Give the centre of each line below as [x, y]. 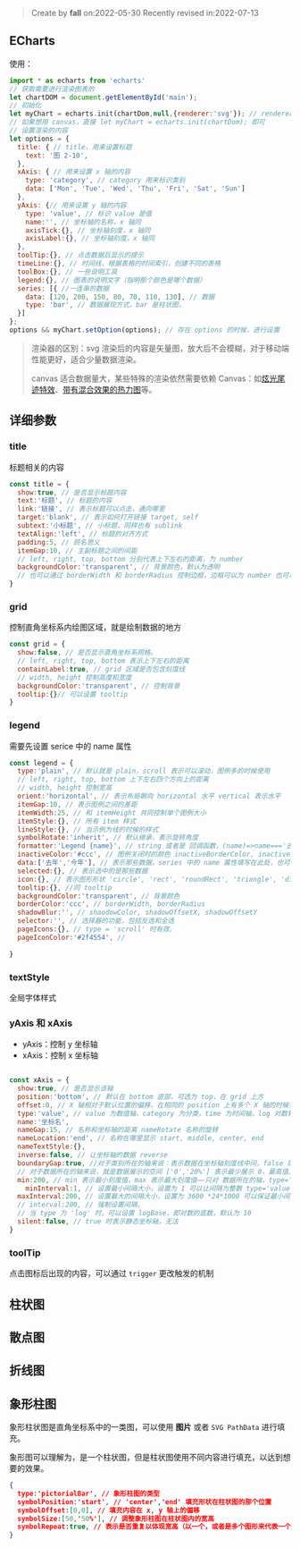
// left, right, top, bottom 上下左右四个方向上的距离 [113, 780]
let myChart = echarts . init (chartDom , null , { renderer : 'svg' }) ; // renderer [151, 114]
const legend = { [42, 763]
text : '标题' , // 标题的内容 [65, 501]
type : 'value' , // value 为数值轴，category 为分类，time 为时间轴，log [144, 1113]
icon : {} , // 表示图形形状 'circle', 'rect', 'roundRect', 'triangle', [147, 879]
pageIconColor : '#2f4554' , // [71, 937]
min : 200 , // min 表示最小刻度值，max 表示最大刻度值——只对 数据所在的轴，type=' [155, 1180]
